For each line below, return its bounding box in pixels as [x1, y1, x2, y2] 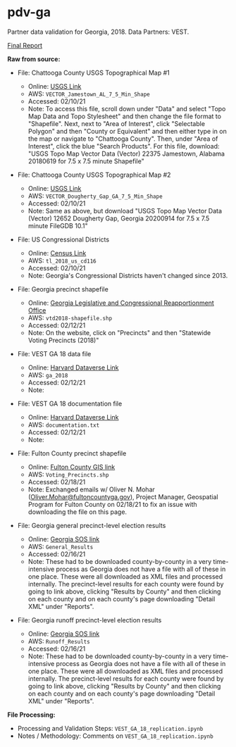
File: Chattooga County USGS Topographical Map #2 [17, 170, 171, 179]
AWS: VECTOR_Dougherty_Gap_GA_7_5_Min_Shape [27, 192, 163, 200]
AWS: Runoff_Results [27, 636, 90, 645]
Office [27, 306, 46, 314]
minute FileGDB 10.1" [27, 221, 88, 230]
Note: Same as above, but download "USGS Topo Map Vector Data [27, 206, 223, 215]
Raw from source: [7, 54, 61, 63]
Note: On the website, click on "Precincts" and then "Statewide [27, 328, 211, 337]
